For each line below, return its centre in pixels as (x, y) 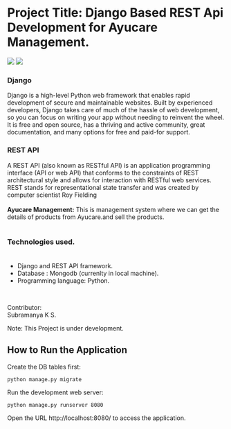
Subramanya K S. (32, 315)
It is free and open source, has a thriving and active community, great (106, 125)
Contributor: (25, 307)
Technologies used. (41, 242)
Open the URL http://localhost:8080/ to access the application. (96, 418)
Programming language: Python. (63, 280)
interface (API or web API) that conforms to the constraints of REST (103, 173)
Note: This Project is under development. (66, 328)
